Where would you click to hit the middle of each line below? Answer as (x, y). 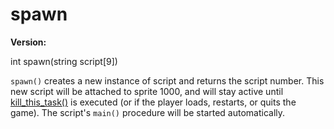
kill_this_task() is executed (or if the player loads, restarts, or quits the (153, 102)
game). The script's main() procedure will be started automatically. (148, 112)
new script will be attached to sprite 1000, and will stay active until (147, 91)
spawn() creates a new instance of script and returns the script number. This (167, 80)
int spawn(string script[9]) (64, 61)
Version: (28, 42)
